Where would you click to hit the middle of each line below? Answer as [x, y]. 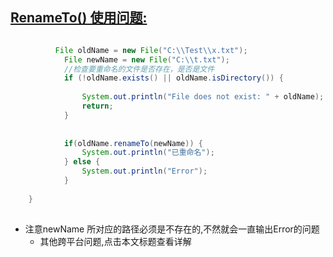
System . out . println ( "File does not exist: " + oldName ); [203, 97]
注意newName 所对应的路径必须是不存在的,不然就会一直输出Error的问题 [172, 229]
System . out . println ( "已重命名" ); [148, 153]
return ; [97, 106]
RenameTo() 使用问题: [79, 18]
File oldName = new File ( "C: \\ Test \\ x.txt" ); [151, 50]
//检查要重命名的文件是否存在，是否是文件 [139, 69]
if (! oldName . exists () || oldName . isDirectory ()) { [173, 78]
